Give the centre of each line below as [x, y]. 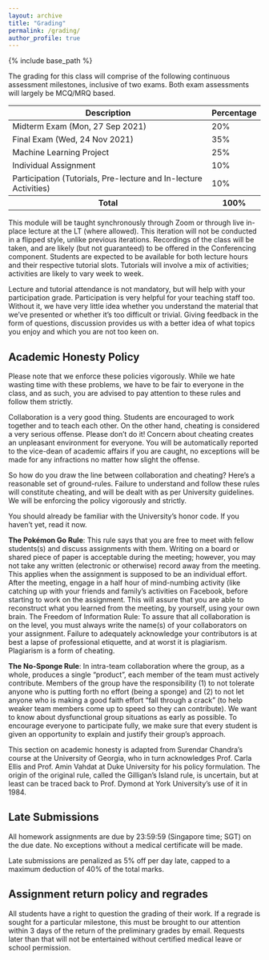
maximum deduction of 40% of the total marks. [86, 869]
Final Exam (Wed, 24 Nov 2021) [73, 139]
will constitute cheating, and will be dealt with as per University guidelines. [131, 492]
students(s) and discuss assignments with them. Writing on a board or [124, 549]
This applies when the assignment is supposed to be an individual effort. [128, 574]
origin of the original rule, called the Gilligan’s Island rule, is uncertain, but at [133, 775]
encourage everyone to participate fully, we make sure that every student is [133, 726]
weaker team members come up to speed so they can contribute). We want [133, 709]
